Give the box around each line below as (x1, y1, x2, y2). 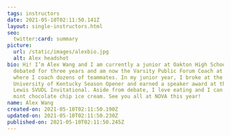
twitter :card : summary (13, 36, 78, 43)
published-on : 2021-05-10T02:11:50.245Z (7, 118, 125, 126)
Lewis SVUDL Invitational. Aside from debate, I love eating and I (13, 87, 211, 93)
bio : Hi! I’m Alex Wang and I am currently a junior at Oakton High (7, 61, 208, 68)
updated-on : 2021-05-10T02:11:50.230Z (7, 112, 118, 119)
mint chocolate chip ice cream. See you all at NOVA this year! (13, 93, 201, 100)
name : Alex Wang (7, 100, 54, 106)
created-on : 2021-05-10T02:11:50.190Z (7, 106, 118, 113)
